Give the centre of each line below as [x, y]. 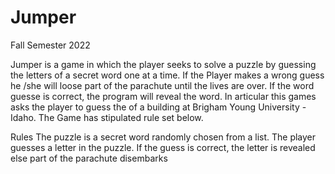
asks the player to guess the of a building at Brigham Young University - [158, 107]
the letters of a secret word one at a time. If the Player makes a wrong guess [167, 75]
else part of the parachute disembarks [89, 158]
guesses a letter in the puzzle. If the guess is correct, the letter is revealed [163, 147]
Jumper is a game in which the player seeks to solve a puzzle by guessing [163, 64]
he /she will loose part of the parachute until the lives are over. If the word [162, 85]
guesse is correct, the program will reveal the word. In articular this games [163, 96]
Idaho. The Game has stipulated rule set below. [107, 117]
